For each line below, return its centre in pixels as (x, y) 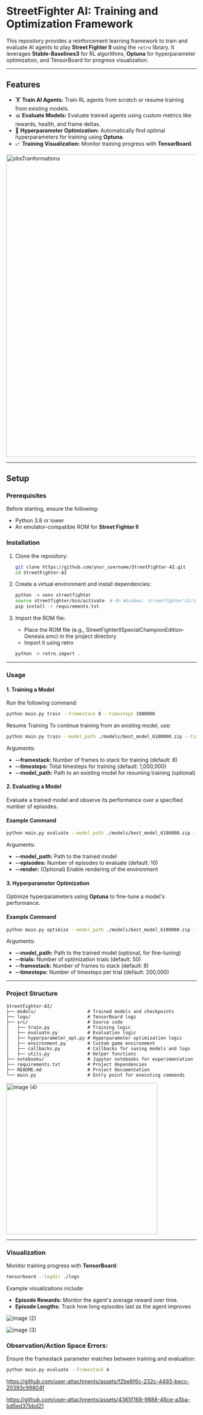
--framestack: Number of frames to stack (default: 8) (82, 966)
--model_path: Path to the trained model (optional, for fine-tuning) (98, 953)
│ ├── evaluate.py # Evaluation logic (71, 1033)
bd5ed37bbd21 (25, 1406)
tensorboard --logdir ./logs (43, 1277)
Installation (23, 543)
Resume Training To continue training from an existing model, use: (89, 725)
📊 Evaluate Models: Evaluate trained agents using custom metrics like (103, 115)
